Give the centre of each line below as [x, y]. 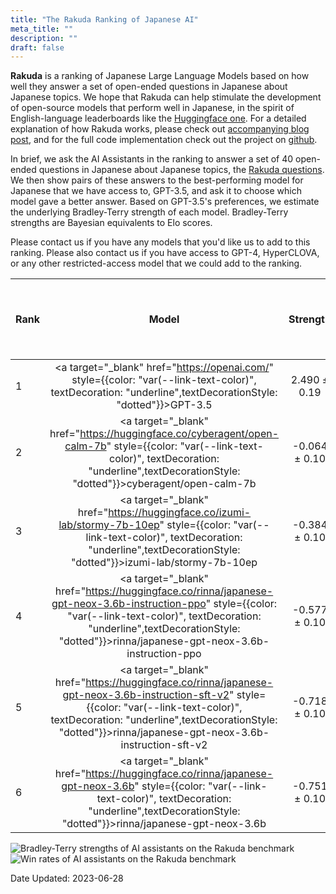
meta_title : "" [42, 29]
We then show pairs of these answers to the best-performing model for [157, 180]
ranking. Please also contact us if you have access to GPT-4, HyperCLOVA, [165, 253]
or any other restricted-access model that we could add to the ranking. [156, 263]
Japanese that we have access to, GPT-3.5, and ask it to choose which [156, 191]
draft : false [37, 47]
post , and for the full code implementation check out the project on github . [164, 140]
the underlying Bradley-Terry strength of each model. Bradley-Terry [149, 212]
